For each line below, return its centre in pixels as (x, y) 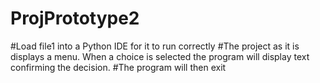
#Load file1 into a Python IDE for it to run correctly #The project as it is (155, 46)
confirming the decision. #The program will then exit (118, 67)
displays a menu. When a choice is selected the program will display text (160, 56)
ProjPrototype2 (75, 18)
